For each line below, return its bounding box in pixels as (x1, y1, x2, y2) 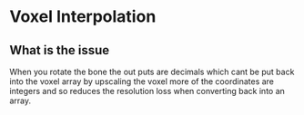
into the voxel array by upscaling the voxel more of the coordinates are (9, 76, 275, 87)
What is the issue (9, 43, 110, 58)
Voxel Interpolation (9, 6, 157, 27)
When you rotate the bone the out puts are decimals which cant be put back (9, 66, 295, 77)
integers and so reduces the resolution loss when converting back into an (9, 86, 285, 96)
